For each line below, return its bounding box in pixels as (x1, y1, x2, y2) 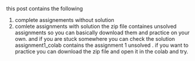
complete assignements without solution (14, 17, 114, 23)
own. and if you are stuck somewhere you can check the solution (14, 36, 175, 42)
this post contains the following (6, 5, 83, 12)
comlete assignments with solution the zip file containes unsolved (14, 23, 177, 30)
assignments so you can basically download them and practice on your (14, 29, 190, 36)
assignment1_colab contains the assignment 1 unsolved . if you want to (14, 41, 189, 49)
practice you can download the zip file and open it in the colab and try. (14, 48, 188, 55)
